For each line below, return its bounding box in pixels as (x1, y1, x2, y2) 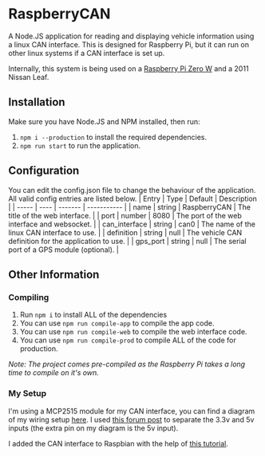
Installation (8, 95, 65, 109)
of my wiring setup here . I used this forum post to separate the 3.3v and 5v (8, 414, 255, 424)
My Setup (8, 388, 47, 399)
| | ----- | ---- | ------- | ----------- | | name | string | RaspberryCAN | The (8, 202, 251, 212)
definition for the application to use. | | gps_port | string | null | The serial (8, 236, 247, 246)
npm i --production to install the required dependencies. (19, 132, 208, 142)
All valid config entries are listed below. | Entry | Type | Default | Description (8, 194, 258, 203)
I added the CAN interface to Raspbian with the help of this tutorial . (8, 438, 229, 448)
